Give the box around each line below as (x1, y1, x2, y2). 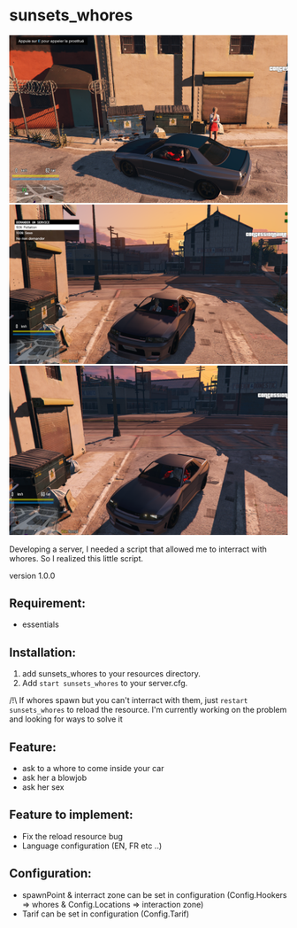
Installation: (9, 645, 77, 660)
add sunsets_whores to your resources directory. (21, 669, 201, 679)
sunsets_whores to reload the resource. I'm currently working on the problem (9, 705, 287, 715)
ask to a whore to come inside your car (21, 762, 164, 773)
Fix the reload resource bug (21, 831, 124, 841)
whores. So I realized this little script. (9, 553, 144, 563)
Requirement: (9, 595, 87, 611)
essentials (21, 619, 59, 630)
